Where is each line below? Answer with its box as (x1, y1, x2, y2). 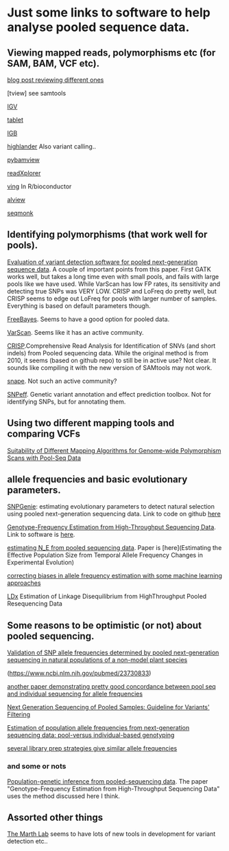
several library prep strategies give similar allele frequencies (7, 744, 178, 753)
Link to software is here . (7, 531, 75, 539)
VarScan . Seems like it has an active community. (7, 328, 144, 336)
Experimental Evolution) (7, 558, 74, 566)
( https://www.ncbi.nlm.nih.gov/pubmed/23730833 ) (7, 669, 152, 678)
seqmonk (7, 209, 34, 217)
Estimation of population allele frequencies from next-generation (7, 724, 190, 732)
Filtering (7, 710, 31, 719)
